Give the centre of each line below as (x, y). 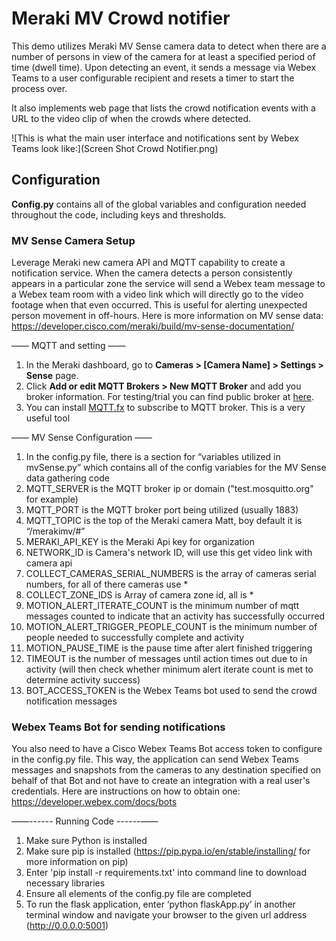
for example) (52, 499)
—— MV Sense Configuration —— (82, 438)
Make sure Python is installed (86, 841)
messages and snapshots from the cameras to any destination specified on (166, 770)
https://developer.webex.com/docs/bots (94, 802)
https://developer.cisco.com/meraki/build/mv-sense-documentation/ (153, 326)
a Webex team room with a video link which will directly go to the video (157, 294)
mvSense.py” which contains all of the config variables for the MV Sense (176, 468)
